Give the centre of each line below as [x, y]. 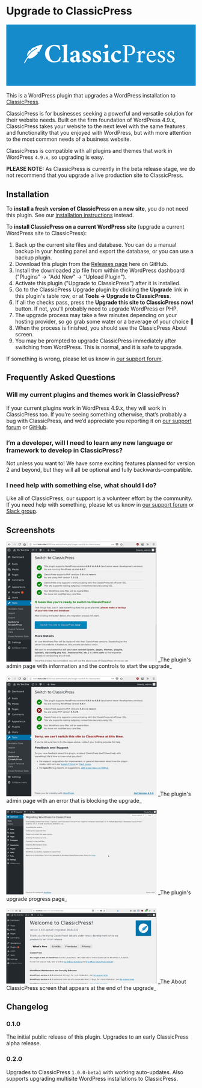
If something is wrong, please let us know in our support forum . [85, 359]
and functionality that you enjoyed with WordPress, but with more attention [99, 133]
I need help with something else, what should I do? [81, 485]
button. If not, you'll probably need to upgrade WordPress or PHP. [96, 309]
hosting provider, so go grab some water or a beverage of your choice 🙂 [104, 321]
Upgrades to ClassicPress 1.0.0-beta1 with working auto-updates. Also [95, 1072]
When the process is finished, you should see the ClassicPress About [101, 328]
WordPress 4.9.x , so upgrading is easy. [55, 157]
